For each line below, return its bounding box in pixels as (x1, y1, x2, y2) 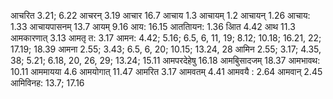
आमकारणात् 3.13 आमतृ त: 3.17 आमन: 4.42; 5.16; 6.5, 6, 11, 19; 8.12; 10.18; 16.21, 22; (10, 32, 322, 44)
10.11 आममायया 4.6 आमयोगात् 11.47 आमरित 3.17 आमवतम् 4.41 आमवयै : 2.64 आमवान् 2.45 (10, 66, 323, 77)
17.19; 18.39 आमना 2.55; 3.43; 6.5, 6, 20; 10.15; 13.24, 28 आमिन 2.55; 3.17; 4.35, (10, 43, 322, 55)
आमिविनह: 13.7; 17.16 (10, 77, 85, 89)
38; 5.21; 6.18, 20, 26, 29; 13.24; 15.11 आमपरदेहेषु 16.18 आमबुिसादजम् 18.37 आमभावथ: (10, 55, 321, 66)
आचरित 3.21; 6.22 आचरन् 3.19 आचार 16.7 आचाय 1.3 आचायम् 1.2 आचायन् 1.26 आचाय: (10, 10, 311, 21)
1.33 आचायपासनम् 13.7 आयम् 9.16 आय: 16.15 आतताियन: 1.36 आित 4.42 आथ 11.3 (10, 21, 296, 32)
